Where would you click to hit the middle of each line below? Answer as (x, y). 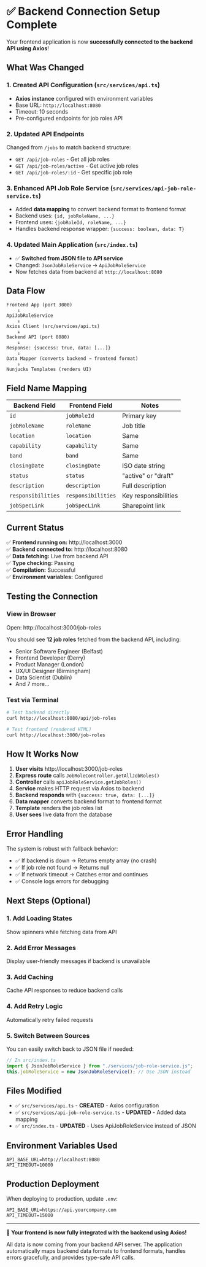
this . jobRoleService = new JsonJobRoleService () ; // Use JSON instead (98, 1072)
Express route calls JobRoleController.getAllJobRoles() (87, 776)
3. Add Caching (30, 977)
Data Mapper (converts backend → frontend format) (72, 359)
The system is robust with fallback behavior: (62, 849)
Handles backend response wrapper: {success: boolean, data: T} (100, 229)
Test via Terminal (32, 700)
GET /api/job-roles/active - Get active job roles (77, 166)
